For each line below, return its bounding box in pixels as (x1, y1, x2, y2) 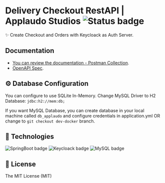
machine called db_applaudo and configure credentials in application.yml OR (5, 113, 161, 119)
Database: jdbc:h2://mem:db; (5, 98, 66, 104)
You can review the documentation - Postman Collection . (12, 60, 129, 65)
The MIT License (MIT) (5, 173, 52, 179)
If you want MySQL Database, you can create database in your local (5, 107, 145, 114)
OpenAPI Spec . (12, 65, 44, 71)
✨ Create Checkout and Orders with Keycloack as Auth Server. (5, 32, 134, 38)
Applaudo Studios (5, 15, 81, 27)
